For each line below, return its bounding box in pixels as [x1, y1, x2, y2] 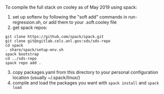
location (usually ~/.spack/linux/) [12, 74, 80, 80]
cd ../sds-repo [5, 56, 37, 61]
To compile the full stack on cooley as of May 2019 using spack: [5, 4, 137, 10]
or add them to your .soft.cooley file [43, 19, 117, 25]
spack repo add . [5, 60, 41, 65]
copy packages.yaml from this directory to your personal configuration [12, 69, 158, 75]
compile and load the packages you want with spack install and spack [12, 80, 159, 85]
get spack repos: [12, 24, 47, 30]
